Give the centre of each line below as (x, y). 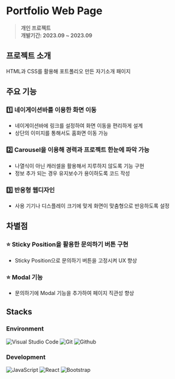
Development (26, 357)
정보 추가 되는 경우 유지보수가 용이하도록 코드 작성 (72, 173)
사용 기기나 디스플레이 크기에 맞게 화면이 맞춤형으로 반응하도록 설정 (92, 206)
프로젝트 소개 (29, 56)
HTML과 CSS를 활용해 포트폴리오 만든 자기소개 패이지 (69, 71)
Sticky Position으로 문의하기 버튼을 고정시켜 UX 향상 (76, 260)
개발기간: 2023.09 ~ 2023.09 (56, 35)
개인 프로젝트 (36, 28)
